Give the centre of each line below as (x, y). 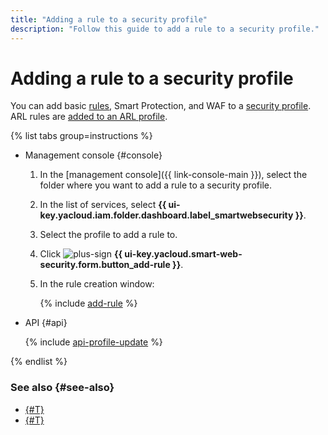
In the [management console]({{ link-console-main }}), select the (173, 175)
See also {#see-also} (62, 388)
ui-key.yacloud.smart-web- (183, 254)
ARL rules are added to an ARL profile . (89, 117)
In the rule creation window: (97, 284)
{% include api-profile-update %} (93, 342)
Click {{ (81, 254)
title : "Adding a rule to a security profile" (109, 19)
